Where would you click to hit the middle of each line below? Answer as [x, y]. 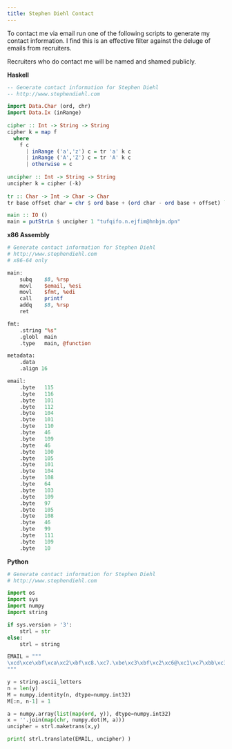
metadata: [21, 356]
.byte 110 [37, 426]
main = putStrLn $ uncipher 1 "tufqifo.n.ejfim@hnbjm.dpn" [94, 222]
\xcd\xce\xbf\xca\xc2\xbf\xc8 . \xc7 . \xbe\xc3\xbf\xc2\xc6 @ [92, 663]
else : [15, 638]
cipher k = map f [32, 132]
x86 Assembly [28, 235]
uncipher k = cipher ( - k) [44, 183]
